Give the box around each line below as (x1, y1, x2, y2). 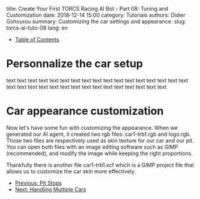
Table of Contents (14, 36, 59, 43)
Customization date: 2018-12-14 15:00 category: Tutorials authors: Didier (6, 11, 186, 19)
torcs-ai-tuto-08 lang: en (6, 24, 68, 31)
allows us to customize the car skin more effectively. (6, 168, 136, 175)
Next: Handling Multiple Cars (14, 186, 86, 193)
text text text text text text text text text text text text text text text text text (6, 76, 189, 84)
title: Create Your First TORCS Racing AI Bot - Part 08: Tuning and (6, 5, 169, 12)
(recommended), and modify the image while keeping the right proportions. (6, 150, 193, 157)
